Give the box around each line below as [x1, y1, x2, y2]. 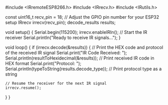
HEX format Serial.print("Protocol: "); [5, 61, 81, 66]
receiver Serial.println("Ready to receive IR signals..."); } [5, 35, 121, 40]
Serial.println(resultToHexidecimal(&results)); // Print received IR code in [5, 55, 154, 61]
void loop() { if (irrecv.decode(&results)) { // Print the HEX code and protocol [5, 44, 163, 50]
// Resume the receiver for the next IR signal [5, 81, 107, 86]
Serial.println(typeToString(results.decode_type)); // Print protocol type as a [5, 66, 162, 72]
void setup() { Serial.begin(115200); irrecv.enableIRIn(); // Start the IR [5, 29, 147, 35]
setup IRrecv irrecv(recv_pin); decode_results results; [5, 20, 116, 25]
